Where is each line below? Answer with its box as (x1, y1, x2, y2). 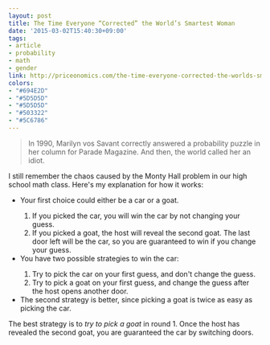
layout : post (8, 11, 52, 20)
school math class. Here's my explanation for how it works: (8, 179, 203, 189)
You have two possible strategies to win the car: (19, 253, 179, 263)
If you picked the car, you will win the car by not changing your (31, 211, 240, 220)
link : (8, 72, 27, 80)
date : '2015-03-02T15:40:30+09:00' (8, 27, 128, 35)
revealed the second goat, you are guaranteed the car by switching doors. (8, 327, 255, 337)
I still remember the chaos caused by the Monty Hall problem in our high (8, 170, 247, 181)
